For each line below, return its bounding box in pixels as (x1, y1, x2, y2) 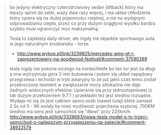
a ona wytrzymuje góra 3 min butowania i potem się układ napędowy (9, 71, 153, 77)
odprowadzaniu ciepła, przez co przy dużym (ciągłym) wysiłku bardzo (9, 20, 156, 26)
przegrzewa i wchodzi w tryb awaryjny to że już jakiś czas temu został (9, 77, 156, 82)
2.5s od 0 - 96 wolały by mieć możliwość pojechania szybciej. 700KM (9, 103, 155, 109)
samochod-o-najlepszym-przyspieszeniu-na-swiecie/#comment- (9, 119, 146, 125)
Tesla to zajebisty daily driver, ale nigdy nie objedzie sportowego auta (9, 35, 155, 41)
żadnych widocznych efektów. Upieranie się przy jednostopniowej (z (9, 87, 152, 93)
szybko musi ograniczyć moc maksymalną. (9, 26, 99, 32)
